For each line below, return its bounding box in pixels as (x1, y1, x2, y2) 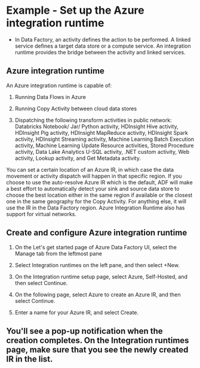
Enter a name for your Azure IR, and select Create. (14, 308, 139, 316)
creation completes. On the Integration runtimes (6, 335, 189, 345)
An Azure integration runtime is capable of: (6, 82, 112, 89)
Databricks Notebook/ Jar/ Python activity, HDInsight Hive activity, (14, 123, 179, 130)
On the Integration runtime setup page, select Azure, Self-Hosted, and (14, 273, 188, 280)
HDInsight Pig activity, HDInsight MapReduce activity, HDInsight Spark (14, 129, 188, 136)
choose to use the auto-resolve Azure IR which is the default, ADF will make (6, 178, 193, 185)
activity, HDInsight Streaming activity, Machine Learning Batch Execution (14, 135, 195, 143)
